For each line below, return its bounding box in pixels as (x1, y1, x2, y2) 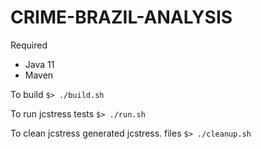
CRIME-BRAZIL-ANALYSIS (10, 6, 233, 29)
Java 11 (24, 58, 55, 70)
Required (10, 39, 48, 51)
